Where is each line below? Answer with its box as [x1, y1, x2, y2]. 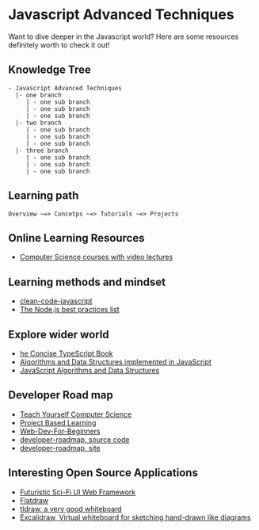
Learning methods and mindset [8, 275, 166, 288]
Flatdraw [19, 495, 49, 505]
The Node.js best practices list [19, 305, 120, 315]
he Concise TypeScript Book [19, 349, 113, 358]
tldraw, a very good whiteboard [19, 504, 122, 513]
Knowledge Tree [8, 63, 91, 77]
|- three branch [15, 147, 69, 154]
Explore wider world [8, 327, 109, 341]
